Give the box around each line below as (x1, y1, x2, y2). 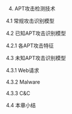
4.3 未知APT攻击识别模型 (6, 55, 66, 61)
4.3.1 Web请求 (6, 67, 39, 74)
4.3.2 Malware (6, 79, 41, 85)
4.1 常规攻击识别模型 (6, 17, 55, 24)
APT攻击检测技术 (14, 5, 56, 12)
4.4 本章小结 (6, 102, 36, 109)
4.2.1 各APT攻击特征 (6, 42, 54, 49)
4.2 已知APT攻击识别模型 (6, 30, 66, 37)
